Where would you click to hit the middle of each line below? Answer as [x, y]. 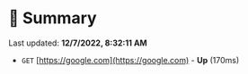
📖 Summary [53, 18]
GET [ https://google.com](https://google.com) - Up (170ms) [130, 60]
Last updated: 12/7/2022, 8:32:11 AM [78, 43]
